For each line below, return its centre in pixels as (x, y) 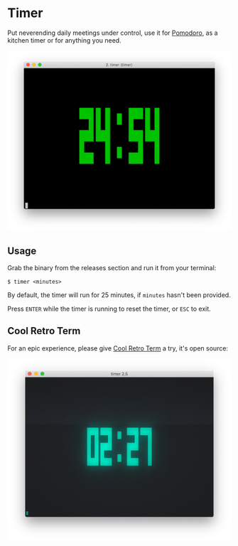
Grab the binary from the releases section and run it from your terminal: (112, 268)
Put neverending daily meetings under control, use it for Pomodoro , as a (113, 33)
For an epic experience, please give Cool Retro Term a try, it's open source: (118, 348)
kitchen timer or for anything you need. (65, 40)
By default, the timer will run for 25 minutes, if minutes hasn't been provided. (119, 295)
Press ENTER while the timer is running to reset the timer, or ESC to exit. (109, 309)
